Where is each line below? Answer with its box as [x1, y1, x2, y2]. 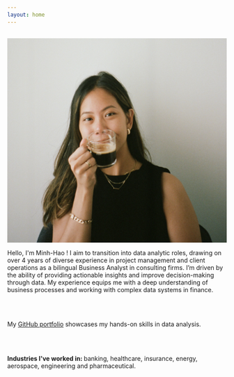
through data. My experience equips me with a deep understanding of [7, 278, 208, 287]
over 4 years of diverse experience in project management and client [7, 256, 205, 264]
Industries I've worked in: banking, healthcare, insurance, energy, [7, 355, 198, 363]
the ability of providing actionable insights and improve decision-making [7, 271, 214, 280]
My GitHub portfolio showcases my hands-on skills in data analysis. [7, 320, 201, 328]
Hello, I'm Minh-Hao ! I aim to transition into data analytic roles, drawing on [7, 249, 221, 257]
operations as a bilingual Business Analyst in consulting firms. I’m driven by [7, 264, 224, 272]
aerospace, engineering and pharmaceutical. [7, 362, 136, 370]
